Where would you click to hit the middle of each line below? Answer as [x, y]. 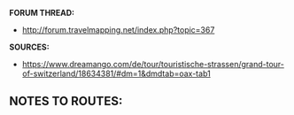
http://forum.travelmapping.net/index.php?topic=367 [118, 30]
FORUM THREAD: [42, 13]
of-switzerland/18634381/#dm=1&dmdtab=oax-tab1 [116, 73]
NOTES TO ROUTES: [66, 101]
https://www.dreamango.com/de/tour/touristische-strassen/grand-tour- [153, 64]
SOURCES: [30, 47]
